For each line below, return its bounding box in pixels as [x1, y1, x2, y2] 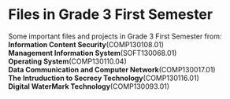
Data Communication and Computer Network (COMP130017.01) [8, 64, 216, 74]
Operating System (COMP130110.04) [8, 57, 128, 66]
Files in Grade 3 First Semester [8, 5, 213, 24]
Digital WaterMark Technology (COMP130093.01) [8, 81, 170, 91]
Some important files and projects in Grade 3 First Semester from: [8, 31, 222, 41]
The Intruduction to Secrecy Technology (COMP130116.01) [8, 73, 199, 82]
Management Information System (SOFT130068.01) [8, 48, 177, 57]
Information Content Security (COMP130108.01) [8, 39, 164, 49]
